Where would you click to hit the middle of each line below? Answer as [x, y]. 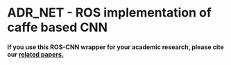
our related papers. [35, 54]
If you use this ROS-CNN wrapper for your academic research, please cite [115, 47]
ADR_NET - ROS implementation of [109, 13]
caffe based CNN [58, 27]
